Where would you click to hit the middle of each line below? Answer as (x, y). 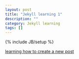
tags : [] (14, 28)
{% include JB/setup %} (29, 42)
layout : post (18, 10)
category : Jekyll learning (33, 23)
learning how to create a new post (40, 52)
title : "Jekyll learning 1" (34, 14)
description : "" (22, 19)
